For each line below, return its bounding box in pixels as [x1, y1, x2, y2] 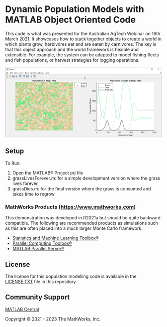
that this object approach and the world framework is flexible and [5, 46, 139, 52]
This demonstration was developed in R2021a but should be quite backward [5, 215, 161, 221]
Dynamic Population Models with [5, 3, 144, 15]
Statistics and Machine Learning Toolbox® [12, 235, 99, 241]
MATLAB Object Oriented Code [5, 14, 136, 25]
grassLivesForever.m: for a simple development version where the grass [12, 175, 161, 181]
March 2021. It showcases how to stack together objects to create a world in [5, 36, 162, 42]
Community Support [5, 293, 70, 302]
